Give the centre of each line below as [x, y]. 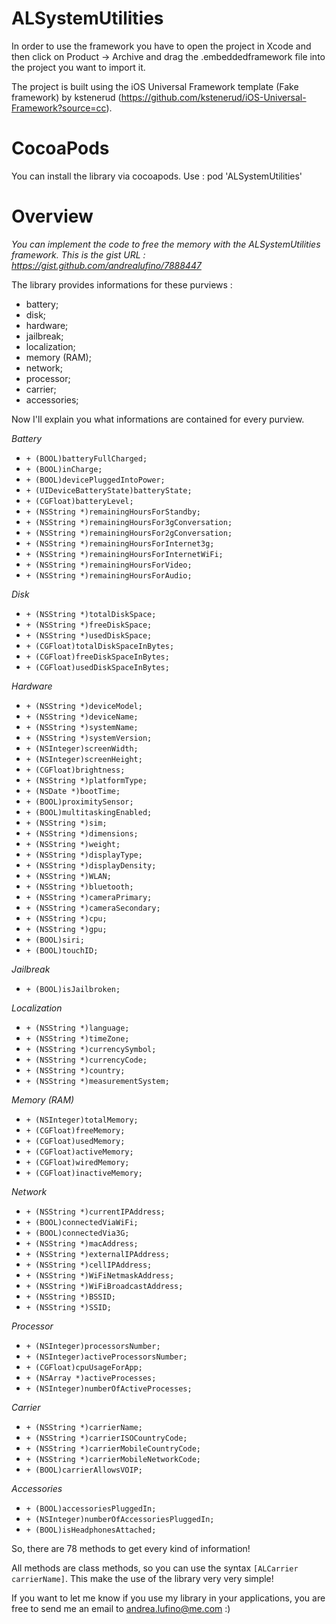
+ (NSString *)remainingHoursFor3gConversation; [129, 522]
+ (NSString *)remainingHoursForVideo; [109, 565]
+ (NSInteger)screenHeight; [84, 759]
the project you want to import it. [78, 67]
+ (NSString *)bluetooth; [79, 887]
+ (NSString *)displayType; [84, 855]
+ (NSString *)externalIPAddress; [97, 1254]
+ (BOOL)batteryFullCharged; [86, 458]
